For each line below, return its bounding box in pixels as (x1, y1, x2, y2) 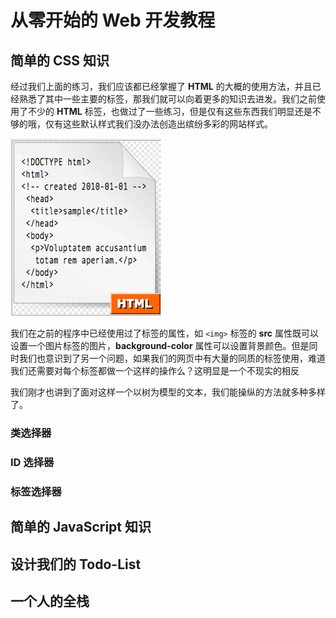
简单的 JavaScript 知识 (10, 519, 152, 536)
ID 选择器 (10, 455, 55, 469)
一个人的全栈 (10, 592, 90, 610)
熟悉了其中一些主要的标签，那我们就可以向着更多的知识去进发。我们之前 (18, 93, 317, 105)
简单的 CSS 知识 (10, 52, 110, 69)
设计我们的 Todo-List (10, 556, 142, 573)
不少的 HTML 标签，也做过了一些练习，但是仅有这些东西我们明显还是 (27, 106, 313, 117)
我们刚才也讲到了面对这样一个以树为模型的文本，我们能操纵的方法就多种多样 (10, 386, 326, 398)
